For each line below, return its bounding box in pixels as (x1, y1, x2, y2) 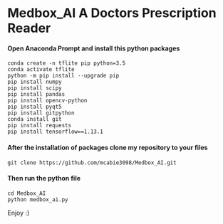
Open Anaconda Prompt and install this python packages (7, 44, 180, 53)
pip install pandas (7, 91, 66, 98)
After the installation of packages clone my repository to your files (7, 143, 208, 151)
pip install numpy (7, 78, 62, 86)
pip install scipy (7, 85, 62, 92)
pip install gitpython (7, 110, 75, 117)
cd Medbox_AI (7, 190, 46, 197)
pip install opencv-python (7, 97, 88, 105)
